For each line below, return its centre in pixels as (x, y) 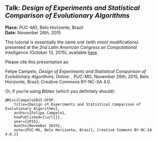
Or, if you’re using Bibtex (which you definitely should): (60, 91)
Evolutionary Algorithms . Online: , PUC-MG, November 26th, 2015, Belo (77, 76)
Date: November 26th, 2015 (33, 32)
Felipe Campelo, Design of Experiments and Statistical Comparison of (76, 71)
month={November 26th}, (38, 126)
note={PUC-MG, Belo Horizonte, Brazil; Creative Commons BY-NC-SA (83, 130)
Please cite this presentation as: (37, 62)
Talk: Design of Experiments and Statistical (73, 8)
